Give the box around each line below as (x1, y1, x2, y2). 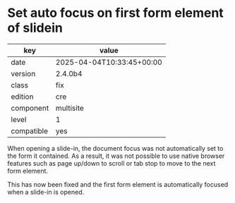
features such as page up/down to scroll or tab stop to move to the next (7, 159, 216, 167)
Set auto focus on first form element (7, 5, 224, 21)
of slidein (7, 20, 64, 36)
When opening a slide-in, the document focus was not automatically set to (7, 144, 224, 152)
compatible (11, 125, 48, 135)
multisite (55, 103, 85, 113)
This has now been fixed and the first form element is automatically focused (7, 180, 229, 188)
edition (11, 92, 34, 101)
